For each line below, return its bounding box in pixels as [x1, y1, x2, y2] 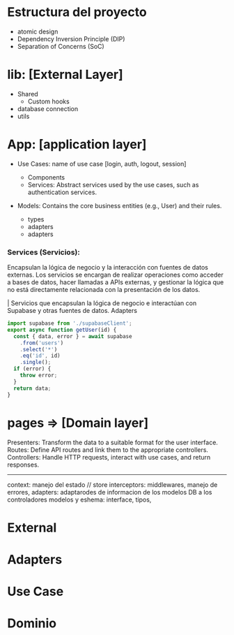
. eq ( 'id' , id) [19, 352, 61, 360]
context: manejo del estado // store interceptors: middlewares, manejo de [7, 480, 218, 489]
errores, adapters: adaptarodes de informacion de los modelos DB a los [7, 488, 212, 496]
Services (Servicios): [7, 247, 80, 257]
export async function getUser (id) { [7, 326, 117, 333]
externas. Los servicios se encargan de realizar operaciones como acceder [7, 270, 224, 279]
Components [27, 173, 65, 182]
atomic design [17, 27, 58, 36]
